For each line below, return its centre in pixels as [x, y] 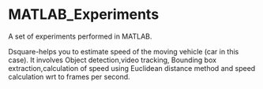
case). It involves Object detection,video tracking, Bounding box [113, 60]
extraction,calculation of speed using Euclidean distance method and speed [132, 68]
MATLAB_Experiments [84, 15]
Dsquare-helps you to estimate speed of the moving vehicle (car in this [124, 51]
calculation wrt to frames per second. [69, 76]
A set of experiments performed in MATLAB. [80, 36]
